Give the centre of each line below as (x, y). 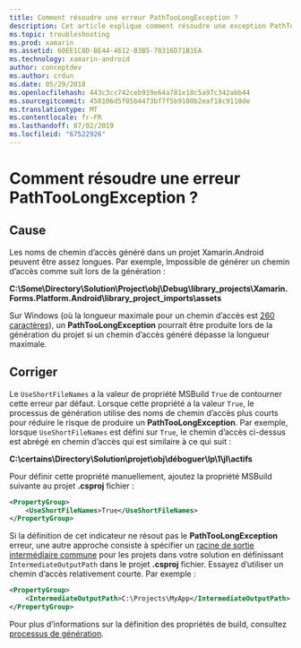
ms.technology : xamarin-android (69, 59)
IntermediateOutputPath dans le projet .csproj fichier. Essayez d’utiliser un (146, 565)
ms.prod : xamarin (42, 43)
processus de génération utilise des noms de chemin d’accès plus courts (144, 412)
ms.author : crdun (42, 76)
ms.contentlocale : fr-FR (56, 117)
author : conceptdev (46, 68)
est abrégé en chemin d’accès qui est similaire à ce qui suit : (120, 441)
